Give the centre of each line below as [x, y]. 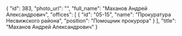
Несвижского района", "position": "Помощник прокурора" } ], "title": [91, 21]
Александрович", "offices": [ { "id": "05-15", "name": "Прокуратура [89, 15]
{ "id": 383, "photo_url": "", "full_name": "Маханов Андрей [77, 8]
